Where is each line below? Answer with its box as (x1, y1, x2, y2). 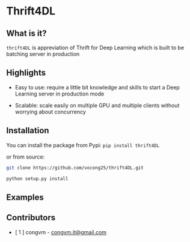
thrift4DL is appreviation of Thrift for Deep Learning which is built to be (6, 44, 185, 51)
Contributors (6, 213, 56, 223)
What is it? (6, 28, 47, 38)
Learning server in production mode (14, 90, 105, 97)
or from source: (6, 153, 45, 160)
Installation (6, 126, 49, 136)
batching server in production (6, 50, 80, 58)
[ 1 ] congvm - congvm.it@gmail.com (14, 228, 107, 235)
